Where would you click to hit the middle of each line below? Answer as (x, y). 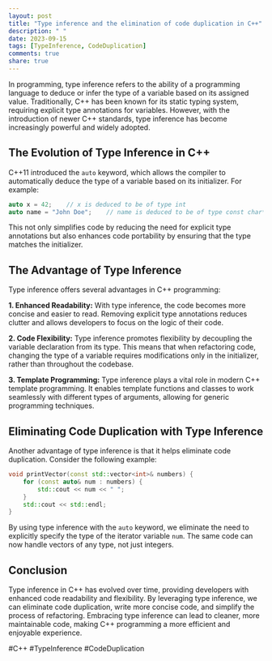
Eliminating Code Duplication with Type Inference (136, 431)
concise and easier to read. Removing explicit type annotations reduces (128, 314)
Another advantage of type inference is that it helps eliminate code (120, 451)
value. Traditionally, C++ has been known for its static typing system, (123, 101)
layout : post (30, 16)
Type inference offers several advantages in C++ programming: (115, 290)
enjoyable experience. (45, 633)
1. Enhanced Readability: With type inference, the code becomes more (127, 306)
